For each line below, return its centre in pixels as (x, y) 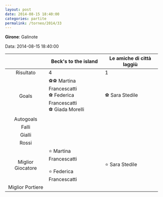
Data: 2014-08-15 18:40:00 (32, 46)
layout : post (18, 9)
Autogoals (25, 119)
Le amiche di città (130, 58)
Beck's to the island (74, 61)
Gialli (26, 135)
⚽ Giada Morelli (66, 109)
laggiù (130, 65)
